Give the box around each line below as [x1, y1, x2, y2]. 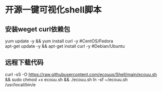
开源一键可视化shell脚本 [5, 4, 102, 15]
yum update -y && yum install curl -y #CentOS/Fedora [5, 38, 113, 44]
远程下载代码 [5, 58, 44, 66]
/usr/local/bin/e [5, 81, 36, 87]
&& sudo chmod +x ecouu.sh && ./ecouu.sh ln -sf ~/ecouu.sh [5, 77, 128, 82]
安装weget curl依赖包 [5, 25, 71, 33]
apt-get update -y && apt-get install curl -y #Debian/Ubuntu [5, 43, 125, 49]
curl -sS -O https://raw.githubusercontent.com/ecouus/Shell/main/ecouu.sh [5, 71, 157, 77]
